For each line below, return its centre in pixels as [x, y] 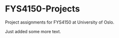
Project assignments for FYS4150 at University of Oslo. [60, 22]
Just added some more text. [33, 31]
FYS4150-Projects [43, 9]
